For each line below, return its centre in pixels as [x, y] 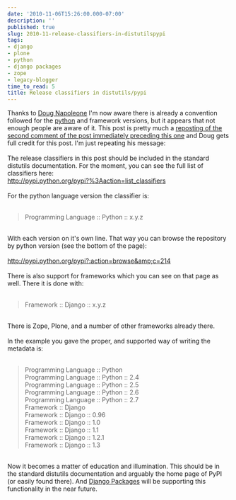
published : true [31, 27]
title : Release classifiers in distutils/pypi [77, 93]
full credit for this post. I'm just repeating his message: [87, 143]
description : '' [31, 21]
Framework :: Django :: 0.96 [65, 415]
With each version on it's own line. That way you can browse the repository [117, 239]
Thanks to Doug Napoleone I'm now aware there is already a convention [112, 113]
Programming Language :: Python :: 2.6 [82, 392]
